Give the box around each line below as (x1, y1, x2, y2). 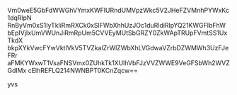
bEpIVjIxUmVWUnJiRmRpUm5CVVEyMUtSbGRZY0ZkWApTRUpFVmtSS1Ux (7, 28, 228, 37)
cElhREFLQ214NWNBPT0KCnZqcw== (28, 67, 138, 74)
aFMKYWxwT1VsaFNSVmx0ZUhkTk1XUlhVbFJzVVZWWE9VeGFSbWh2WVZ (7, 59, 230, 67)
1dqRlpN (7, 13, 32, 22)
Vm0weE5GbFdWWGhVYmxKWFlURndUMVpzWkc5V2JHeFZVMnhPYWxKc (7, 6, 230, 14)
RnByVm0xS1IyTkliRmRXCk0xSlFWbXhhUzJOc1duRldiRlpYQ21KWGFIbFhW (7, 21, 226, 29)
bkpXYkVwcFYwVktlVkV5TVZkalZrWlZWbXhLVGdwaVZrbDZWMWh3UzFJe (7, 44, 229, 52)
